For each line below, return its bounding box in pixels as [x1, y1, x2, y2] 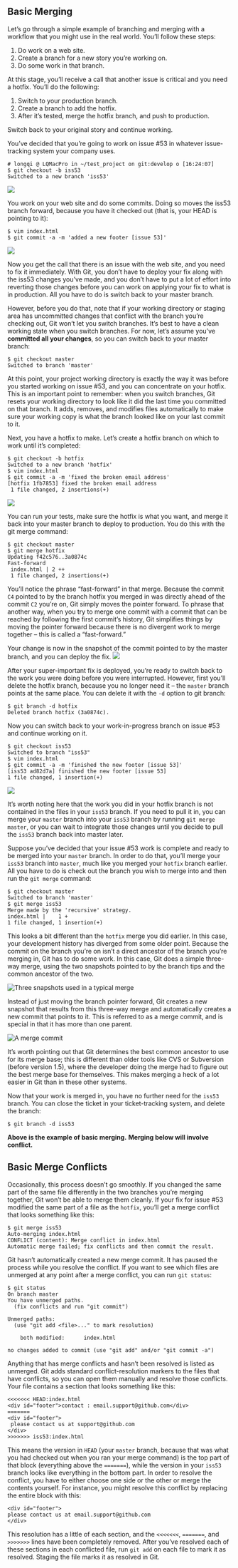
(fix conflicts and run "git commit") [13, 1303, 129, 1310]
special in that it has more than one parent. [7, 1019, 133, 1028]
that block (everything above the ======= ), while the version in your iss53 [7, 1460, 222, 1469]
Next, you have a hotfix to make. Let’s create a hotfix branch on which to [7, 433, 220, 442]
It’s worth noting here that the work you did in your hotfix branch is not [7, 800, 214, 808]
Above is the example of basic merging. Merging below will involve [7, 1133, 210, 1141]
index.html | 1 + [7, 912, 69, 920]
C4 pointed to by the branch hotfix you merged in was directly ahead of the [7, 592, 226, 601]
